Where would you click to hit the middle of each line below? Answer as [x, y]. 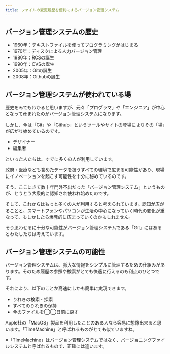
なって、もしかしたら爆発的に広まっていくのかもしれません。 [69, 217]
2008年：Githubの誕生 [36, 77]
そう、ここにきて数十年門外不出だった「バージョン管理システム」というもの [85, 187]
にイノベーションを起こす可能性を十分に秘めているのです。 [67, 176]
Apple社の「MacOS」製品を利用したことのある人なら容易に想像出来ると [81, 323]
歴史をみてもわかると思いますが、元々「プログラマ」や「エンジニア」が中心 [85, 108]
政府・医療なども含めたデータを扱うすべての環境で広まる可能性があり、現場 [85, 170]
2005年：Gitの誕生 [32, 70]
